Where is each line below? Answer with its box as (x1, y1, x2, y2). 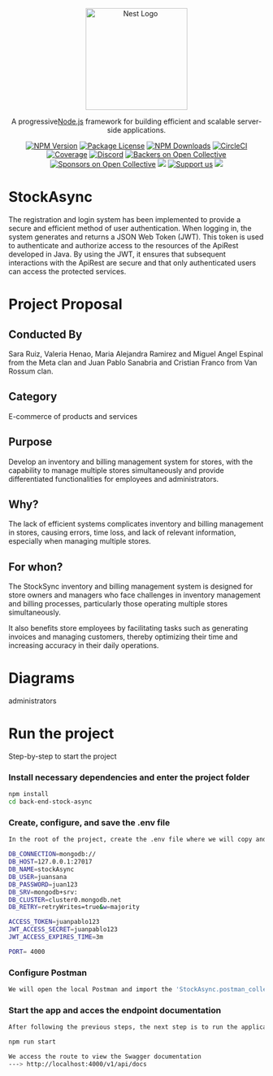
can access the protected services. (8, 266, 127, 276)
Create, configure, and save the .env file (8, 817, 171, 829)
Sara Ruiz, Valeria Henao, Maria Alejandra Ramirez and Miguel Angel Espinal (8, 348, 264, 358)
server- (236, 116, 262, 126)
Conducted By (8, 327, 83, 341)
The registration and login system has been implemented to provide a (8, 214, 241, 224)
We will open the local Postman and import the (8, 986, 173, 994)
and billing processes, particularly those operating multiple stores (8, 599, 228, 609)
